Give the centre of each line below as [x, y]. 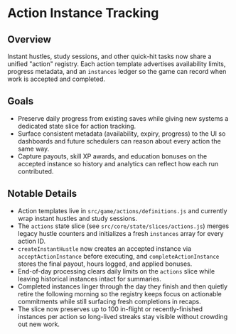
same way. [33, 149]
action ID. [32, 241]
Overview [29, 39]
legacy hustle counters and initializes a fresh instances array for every [120, 233]
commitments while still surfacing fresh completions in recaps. [109, 301]
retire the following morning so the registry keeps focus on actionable [119, 293]
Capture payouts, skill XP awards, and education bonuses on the [112, 156]
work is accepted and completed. [56, 79]
